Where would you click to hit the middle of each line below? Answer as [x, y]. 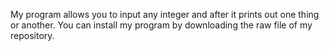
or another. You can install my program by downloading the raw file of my [161, 25]
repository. [32, 35]
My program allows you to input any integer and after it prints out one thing [165, 14]
